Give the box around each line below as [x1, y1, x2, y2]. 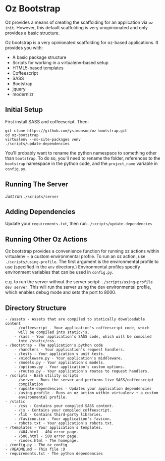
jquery [12, 86, 26, 92]
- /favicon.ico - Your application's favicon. [14, 416, 112, 421]
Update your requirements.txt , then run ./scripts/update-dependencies [5, 221, 153, 227]
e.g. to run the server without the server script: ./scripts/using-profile [5, 279, 153, 285]
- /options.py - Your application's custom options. [14, 364, 125, 369]
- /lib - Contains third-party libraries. [14, 412, 103, 417]
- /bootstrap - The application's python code [5, 343, 103, 348]
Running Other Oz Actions [5, 235, 88, 243]
